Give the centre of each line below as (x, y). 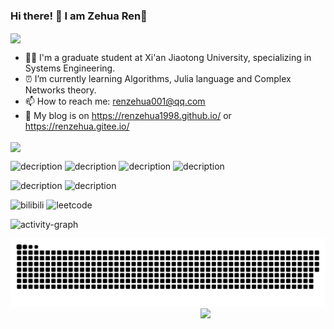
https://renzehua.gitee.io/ (77, 126)
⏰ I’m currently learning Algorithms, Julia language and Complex (158, 79)
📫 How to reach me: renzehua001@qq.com (115, 101)
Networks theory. (60, 90)
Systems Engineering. (70, 68)
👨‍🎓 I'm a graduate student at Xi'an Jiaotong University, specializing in (168, 58)
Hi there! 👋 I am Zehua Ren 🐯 (79, 16)
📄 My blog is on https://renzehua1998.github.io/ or (128, 116)
